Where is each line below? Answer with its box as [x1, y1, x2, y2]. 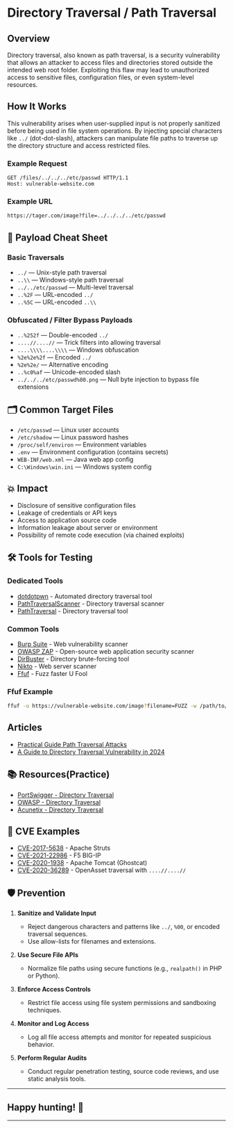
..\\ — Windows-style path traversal [17, 275, 123, 284]
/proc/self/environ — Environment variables [17, 440, 147, 449]
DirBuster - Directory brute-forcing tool [17, 654, 130, 663]
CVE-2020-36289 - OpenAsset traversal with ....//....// [17, 866, 187, 874]
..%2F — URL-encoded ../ [17, 290, 94, 298]
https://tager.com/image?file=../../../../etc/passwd [7, 212, 166, 220]
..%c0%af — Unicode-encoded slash [17, 368, 121, 376]
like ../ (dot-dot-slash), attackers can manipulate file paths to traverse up [7, 134, 218, 142]
